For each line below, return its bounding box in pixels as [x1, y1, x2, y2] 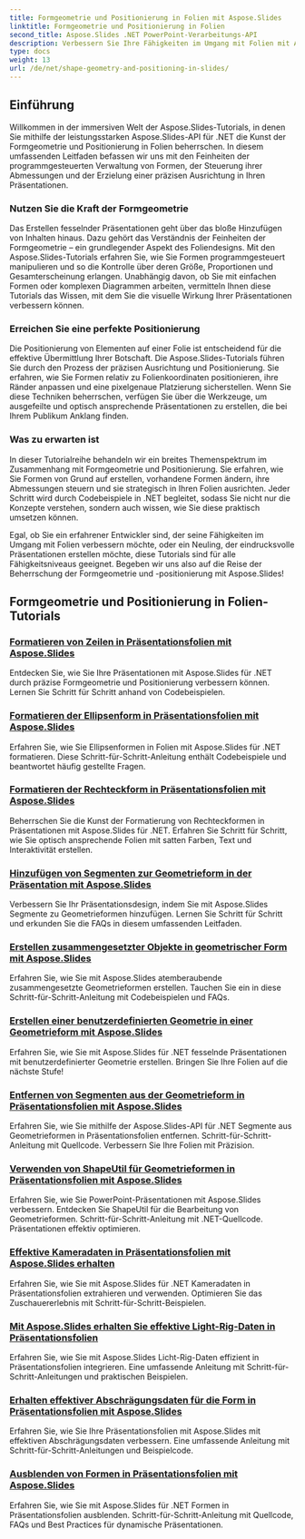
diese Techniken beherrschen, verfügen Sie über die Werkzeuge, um [9, 391, 268, 402]
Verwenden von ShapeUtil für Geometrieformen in [9, 1162, 236, 1175]
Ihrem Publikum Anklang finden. [9, 410, 129, 422]
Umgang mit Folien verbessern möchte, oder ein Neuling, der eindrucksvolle [9, 539, 295, 550]
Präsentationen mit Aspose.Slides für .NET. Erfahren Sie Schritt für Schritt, [9, 825, 288, 836]
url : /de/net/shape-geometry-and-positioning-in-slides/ [9, 64, 230, 74]
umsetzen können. [9, 512, 79, 523]
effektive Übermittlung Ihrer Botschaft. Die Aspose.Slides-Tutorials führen [9, 353, 285, 364]
